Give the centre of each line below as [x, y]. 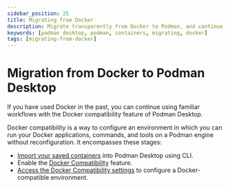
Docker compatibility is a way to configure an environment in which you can [115, 127]
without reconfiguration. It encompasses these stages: [84, 143]
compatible [33, 178]
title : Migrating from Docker [51, 20]
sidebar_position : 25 [38, 13]
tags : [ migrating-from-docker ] [52, 39]
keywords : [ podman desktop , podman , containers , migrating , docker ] [107, 33]
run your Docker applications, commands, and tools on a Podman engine [111, 135]
